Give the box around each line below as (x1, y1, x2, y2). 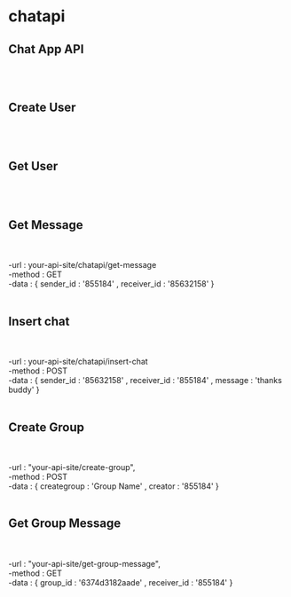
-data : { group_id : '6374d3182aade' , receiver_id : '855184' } (8, 577, 233, 587)
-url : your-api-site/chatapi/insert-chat (8, 357, 148, 367)
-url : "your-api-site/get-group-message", (8, 558, 161, 569)
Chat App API (8, 42, 84, 57)
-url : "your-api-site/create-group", (8, 462, 136, 473)
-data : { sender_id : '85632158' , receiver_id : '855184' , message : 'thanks (8, 375, 283, 386)
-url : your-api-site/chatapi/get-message (8, 260, 157, 271)
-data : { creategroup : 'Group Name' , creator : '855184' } (8, 481, 219, 491)
